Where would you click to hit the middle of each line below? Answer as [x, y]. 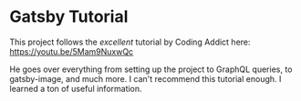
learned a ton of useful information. [76, 88]
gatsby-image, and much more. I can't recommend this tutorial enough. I [145, 78]
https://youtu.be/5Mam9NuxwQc [72, 51]
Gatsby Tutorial [69, 17]
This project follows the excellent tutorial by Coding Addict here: [130, 42]
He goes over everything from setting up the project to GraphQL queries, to [151, 69]
